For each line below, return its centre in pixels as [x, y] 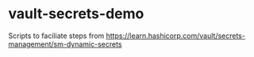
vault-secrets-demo [76, 14]
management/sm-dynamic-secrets [65, 44]
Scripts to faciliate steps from [56, 36]
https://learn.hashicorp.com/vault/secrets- [176, 36]
